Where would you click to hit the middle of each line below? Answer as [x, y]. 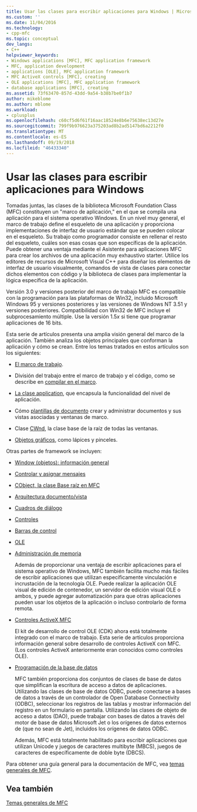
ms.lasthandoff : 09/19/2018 [40, 142]
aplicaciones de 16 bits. [34, 323]
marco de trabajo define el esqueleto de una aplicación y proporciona [90, 224]
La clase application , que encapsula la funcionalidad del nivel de [92, 393]
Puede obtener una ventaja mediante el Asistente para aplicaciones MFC [94, 249]
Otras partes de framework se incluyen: [54, 451]
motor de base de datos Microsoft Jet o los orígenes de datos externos [100, 723]
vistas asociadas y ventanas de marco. [62, 417]
